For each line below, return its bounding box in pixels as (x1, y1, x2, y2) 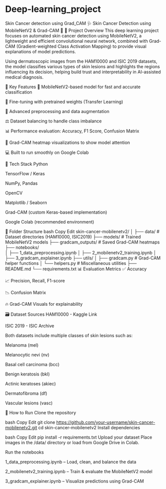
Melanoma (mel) (5, 342, 39, 348)
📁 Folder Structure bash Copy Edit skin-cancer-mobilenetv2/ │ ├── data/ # (5, 228, 160, 235)
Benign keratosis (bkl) (5, 371, 50, 377)
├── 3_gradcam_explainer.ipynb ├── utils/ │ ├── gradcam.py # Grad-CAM (5, 255, 161, 261)
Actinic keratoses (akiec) (5, 380, 56, 386)
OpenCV (5, 190, 23, 196)
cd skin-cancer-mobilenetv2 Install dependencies (38, 424, 140, 430)
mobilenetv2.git (5, 424, 37, 430)
